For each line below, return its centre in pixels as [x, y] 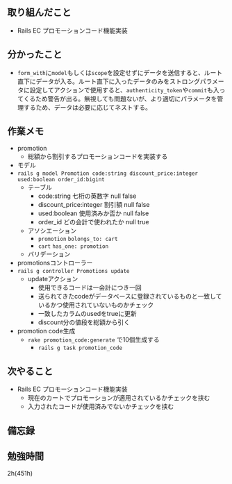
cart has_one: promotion [73, 247]
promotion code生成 [46, 331]
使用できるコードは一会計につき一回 [90, 287]
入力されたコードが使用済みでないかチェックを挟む [101, 407]
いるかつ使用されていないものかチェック [96, 305]
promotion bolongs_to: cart [78, 239]
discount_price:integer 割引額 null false [94, 205]
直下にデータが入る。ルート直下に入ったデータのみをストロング [108, 81]
